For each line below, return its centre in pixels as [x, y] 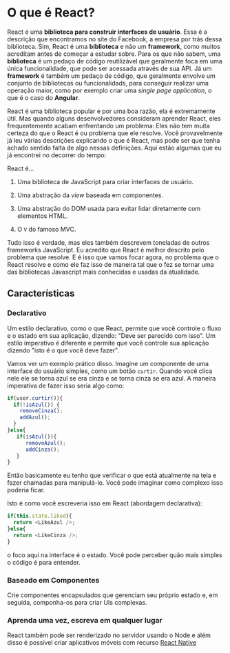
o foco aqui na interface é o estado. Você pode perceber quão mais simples [115, 555]
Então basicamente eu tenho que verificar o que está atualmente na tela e [112, 475]
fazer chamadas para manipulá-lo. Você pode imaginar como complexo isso [115, 483]
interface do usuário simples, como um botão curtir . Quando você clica [110, 371]
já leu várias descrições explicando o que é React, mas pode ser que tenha [114, 140]
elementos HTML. [42, 216]
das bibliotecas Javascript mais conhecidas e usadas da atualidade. [104, 272]
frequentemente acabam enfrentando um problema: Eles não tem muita [108, 125]
